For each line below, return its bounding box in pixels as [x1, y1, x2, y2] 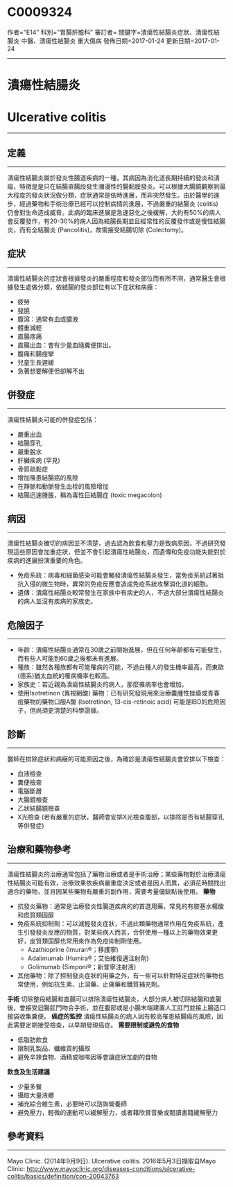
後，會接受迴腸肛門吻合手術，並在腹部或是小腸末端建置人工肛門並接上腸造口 [7, 1003, 226, 1012]
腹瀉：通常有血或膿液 [17, 315, 78, 323]
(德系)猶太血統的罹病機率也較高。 [17, 672, 114, 680]
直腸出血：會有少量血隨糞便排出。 [17, 340, 115, 349]
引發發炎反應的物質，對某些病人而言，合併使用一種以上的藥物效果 [23, 928, 212, 936]
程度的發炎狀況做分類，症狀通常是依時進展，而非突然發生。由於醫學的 [12, 191, 214, 199]
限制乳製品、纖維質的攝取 [17, 1044, 91, 1052]
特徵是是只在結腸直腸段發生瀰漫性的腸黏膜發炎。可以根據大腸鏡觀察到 [19, 182, 220, 191]
